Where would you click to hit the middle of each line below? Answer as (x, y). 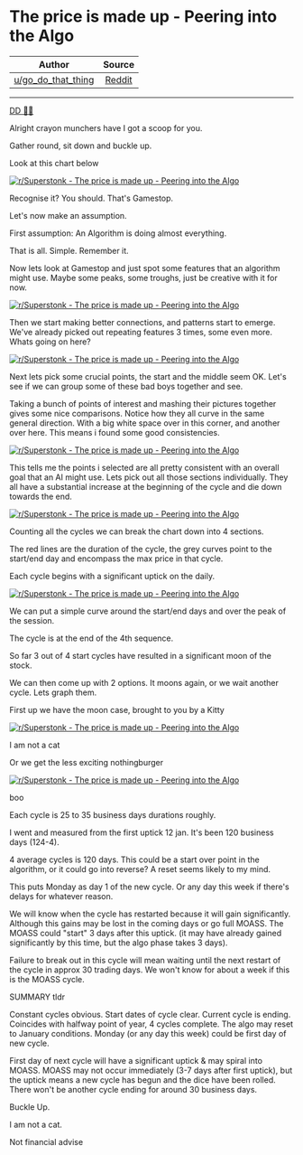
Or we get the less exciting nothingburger (87, 762)
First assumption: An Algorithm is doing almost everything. (118, 233)
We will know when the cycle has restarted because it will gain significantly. (150, 914)
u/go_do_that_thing (54, 80)
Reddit (119, 80)
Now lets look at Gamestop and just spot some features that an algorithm (145, 268)
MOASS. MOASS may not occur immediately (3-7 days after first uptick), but (151, 1070)
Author (55, 64)
